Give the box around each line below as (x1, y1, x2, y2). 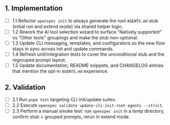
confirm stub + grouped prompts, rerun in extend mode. (12, 114, 131, 120)
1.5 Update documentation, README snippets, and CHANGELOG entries (12, 62, 164, 68)
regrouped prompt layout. (12, 57, 66, 63)
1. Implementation (5, 4, 63, 13)
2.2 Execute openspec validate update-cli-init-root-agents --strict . (12, 102, 164, 108)
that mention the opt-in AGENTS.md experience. (12, 68, 109, 74)
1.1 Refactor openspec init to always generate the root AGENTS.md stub (12, 17, 159, 23)
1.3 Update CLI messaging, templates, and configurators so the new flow (12, 40, 165, 46)
